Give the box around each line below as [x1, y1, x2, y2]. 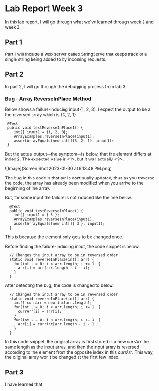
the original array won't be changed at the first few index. [5, 354, 120, 360]
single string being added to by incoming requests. [5, 56, 107, 62]
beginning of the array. [5, 185, 51, 191]
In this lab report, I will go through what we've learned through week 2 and [5, 19, 154, 25]
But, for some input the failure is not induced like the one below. [5, 195, 132, 200]
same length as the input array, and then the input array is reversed [5, 344, 140, 350]
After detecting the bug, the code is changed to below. [5, 283, 114, 288]
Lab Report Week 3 [5, 3, 83, 14]
